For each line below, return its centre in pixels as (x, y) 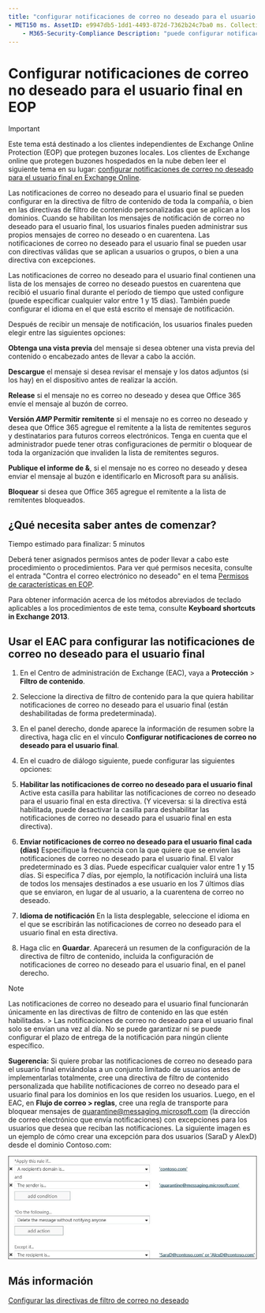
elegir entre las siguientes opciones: (67, 333)
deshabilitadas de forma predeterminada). (88, 713)
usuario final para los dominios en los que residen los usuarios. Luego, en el (131, 1094)
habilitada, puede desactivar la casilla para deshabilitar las (114, 809)
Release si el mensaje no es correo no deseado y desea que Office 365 (125, 396)
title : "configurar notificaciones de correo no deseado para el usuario (132, 17)
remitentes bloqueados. (47, 500)
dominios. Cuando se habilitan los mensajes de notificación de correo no (127, 218)
